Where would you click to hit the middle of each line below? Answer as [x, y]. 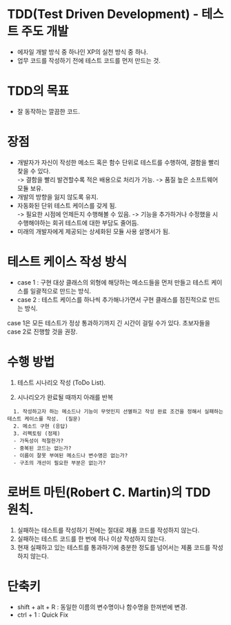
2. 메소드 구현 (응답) [41, 426]
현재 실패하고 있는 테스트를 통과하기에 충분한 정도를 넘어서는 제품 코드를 [114, 547]
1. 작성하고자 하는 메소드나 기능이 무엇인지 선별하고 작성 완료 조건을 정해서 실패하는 [119, 412]
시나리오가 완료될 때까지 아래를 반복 [65, 397]
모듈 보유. [30, 188]
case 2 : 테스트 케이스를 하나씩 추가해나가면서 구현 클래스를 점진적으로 [112, 299]
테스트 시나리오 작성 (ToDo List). [61, 382]
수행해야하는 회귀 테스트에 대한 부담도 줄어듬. [78, 222]
